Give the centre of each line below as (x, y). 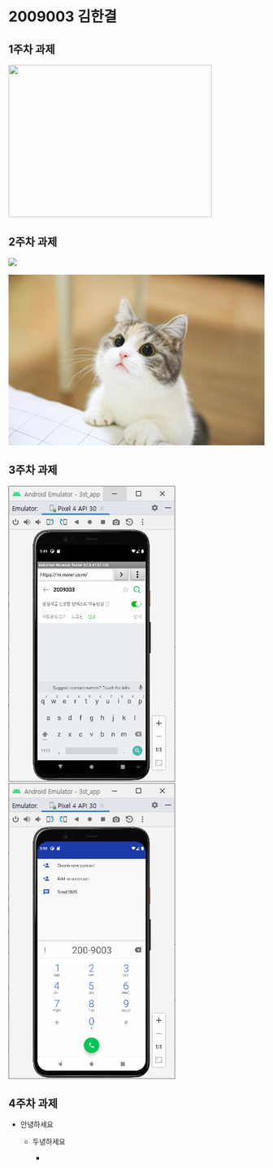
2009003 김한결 (63, 17)
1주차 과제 (32, 49)
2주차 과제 (33, 242)
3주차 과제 (33, 470)
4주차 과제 (33, 1103)
